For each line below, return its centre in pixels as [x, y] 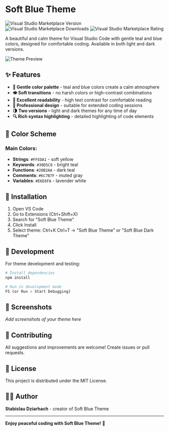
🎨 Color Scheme [31, 134]
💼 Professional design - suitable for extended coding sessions [77, 105]
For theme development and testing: [43, 264]
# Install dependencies [30, 273]
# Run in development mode [33, 287]
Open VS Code [28, 209]
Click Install [24, 225]
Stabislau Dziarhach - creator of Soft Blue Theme [57, 409]
